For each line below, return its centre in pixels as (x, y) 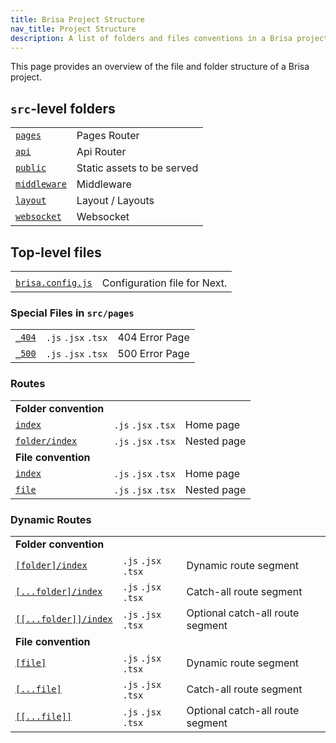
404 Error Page (153, 338)
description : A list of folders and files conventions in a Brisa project (169, 38)
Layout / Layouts (115, 201)
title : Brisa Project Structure (77, 19)
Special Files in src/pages (72, 313)
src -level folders (63, 108)
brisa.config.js (54, 282)
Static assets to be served (137, 168)
